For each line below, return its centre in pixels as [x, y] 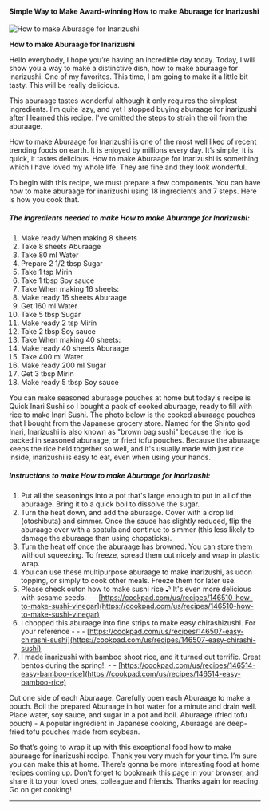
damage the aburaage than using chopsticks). [96, 538]
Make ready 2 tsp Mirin [59, 323]
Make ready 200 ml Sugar [63, 365]
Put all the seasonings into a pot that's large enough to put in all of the [136, 496]
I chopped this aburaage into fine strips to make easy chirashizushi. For [138, 623]
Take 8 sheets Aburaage [61, 247]
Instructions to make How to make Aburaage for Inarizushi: [110, 475]
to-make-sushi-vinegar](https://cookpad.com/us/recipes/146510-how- [137, 606]
